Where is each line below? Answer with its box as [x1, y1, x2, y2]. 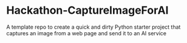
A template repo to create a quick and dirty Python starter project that [6, 23, 181, 30]
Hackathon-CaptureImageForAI [6, 4, 169, 17]
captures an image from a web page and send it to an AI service [6, 29, 167, 36]
